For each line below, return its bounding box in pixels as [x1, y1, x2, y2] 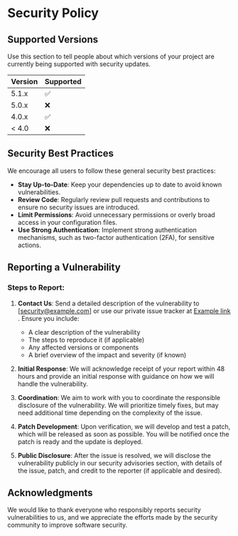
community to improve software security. [7, 521, 128, 530]
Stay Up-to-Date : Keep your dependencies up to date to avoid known [17, 180, 222, 189]
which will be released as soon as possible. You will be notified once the [17, 429, 229, 438]
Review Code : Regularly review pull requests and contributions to [17, 195, 210, 204]
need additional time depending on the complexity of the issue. [17, 408, 202, 417]
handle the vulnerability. [17, 379, 89, 388]
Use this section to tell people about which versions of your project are [7, 52, 215, 61]
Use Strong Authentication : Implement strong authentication [17, 226, 197, 234]
